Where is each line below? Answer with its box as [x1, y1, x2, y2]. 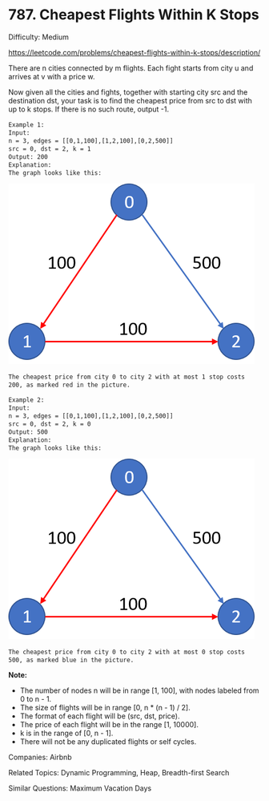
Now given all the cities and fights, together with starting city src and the [8, 87, 248, 97]
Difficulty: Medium [8, 32, 70, 42]
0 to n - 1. [19, 694, 52, 703]
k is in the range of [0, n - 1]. [19, 728, 114, 738]
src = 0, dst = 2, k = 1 [8, 144, 91, 153]
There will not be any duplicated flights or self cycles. [19, 736, 197, 746]
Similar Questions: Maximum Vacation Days [8, 783, 152, 793]
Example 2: [8, 395, 45, 404]
